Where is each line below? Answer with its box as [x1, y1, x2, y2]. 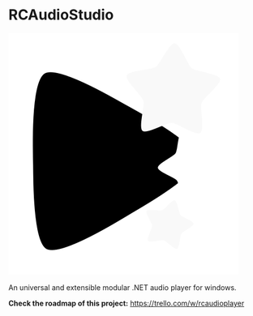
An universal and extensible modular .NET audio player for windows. [8, 282, 237, 293]
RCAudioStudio [8, 6, 114, 24]
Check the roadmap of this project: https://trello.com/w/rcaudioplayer [8, 298, 245, 308]
